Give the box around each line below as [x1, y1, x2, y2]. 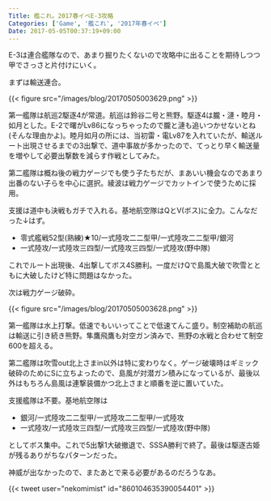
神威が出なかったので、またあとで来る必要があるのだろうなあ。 [8, 468, 221, 477]
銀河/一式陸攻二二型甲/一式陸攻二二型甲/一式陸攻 [19, 413, 184, 422]
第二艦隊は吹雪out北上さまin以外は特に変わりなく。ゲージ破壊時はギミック [8, 358, 259, 368]
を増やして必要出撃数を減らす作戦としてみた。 [8, 151, 164, 161]
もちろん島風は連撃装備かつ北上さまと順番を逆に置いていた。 [22, 379, 228, 388]
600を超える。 [8, 341, 57, 351]
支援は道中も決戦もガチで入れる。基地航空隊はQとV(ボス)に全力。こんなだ [8, 206, 258, 216]
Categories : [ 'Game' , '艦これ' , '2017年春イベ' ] [8, 19, 167, 28]
